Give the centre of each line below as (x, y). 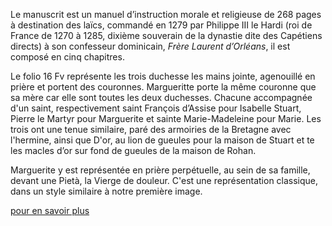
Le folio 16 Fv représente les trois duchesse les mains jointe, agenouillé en (163, 76)
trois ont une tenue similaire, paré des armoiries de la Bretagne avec (151, 129)
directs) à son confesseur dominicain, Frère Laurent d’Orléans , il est (150, 46)
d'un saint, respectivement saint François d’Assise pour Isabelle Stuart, (156, 108)
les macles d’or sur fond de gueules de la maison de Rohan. (133, 150)
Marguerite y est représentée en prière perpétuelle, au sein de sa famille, (160, 170)
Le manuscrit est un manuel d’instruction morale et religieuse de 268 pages (166, 14)
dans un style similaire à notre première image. (106, 191)
